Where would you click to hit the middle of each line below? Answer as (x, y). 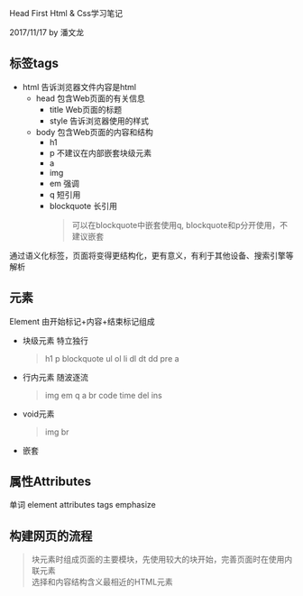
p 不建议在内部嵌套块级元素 (100, 152)
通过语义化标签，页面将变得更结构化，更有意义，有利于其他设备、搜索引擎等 (151, 255)
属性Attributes (50, 482)
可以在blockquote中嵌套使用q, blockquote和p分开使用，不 (180, 225)
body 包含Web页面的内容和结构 (94, 132)
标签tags (34, 64)
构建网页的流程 (51, 536)
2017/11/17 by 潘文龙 (47, 32)
